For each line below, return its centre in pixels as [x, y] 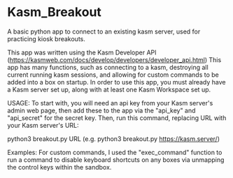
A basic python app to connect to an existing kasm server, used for [104, 31]
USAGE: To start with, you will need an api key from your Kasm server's [110, 103]
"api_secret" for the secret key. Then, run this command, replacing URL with [117, 118]
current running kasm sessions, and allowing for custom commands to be [113, 75]
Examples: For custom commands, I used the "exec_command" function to [115, 152]
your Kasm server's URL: [43, 125]
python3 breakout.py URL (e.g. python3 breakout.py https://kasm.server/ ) [114, 139]
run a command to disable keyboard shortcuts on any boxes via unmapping [116, 160]
